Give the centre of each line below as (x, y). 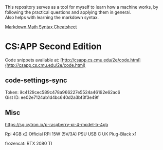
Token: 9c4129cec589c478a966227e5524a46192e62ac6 (63, 92)
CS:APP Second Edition (54, 47)
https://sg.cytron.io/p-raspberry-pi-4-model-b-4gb (57, 124)
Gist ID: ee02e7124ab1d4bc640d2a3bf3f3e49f (52, 97)
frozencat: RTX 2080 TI (29, 143)
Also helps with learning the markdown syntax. (52, 17)
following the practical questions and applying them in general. (68, 12)
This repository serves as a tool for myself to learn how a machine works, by (82, 7)
